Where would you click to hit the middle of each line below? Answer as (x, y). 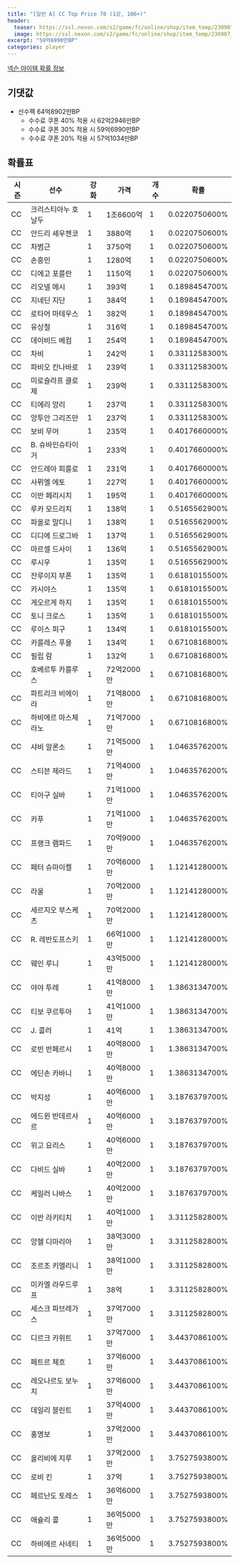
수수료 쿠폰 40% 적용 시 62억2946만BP (84, 120)
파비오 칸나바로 (55, 367)
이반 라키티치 (52, 1217)
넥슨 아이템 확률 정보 (36, 68)
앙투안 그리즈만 (55, 418)
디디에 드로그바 (55, 536)
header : (19, 21)
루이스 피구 (48, 629)
